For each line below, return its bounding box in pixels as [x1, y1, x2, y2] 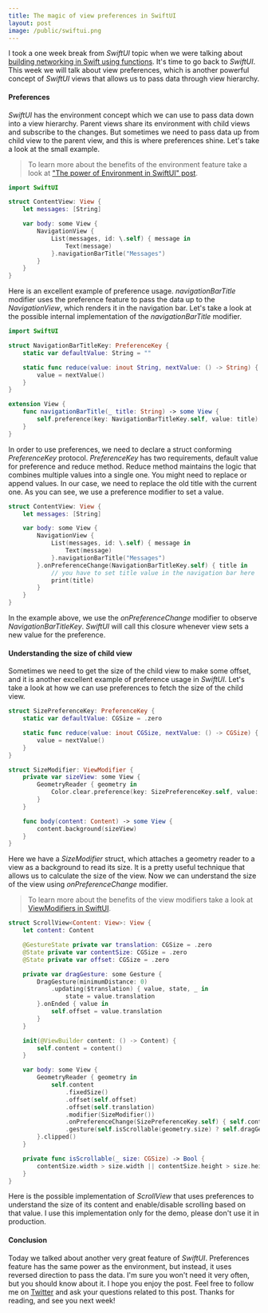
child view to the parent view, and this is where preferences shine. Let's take [8, 135, 260, 145]
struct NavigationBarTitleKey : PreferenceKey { [8, 341, 170, 350]
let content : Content [22, 927, 94, 935]
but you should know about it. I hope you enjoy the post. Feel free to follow [8, 1279, 254, 1288]
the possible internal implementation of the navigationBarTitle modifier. [8, 312, 242, 321]
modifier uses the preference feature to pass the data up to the [8, 295, 215, 305]
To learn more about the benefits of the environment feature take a [27, 159, 247, 169]
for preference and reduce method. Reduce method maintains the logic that [8, 461, 257, 471]
